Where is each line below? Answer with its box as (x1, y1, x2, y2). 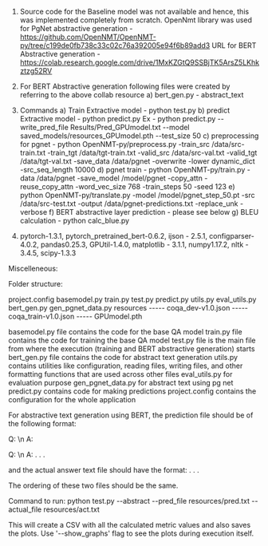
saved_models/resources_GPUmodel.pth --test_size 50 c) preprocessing (19, 131, 259, 140)
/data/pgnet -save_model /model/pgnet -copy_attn (36, 173, 203, 183)
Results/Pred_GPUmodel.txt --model (70, 123, 190, 132)
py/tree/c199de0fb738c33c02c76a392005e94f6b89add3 (19, 41, 211, 50)
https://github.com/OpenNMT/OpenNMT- (19, 32, 157, 42)
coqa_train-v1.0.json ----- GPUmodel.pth (8, 311, 143, 321)
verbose (19, 208, 48, 216)
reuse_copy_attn (19, 182, 74, 191)
